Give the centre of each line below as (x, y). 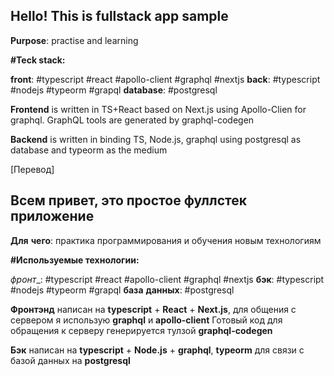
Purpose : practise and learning (74, 40)
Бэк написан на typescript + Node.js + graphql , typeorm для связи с (157, 350)
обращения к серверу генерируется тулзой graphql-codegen (141, 330)
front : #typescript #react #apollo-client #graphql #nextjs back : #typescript (165, 79)
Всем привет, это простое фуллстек (128, 200)
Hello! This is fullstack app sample (119, 16)
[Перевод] (32, 169)
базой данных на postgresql (70, 360)
